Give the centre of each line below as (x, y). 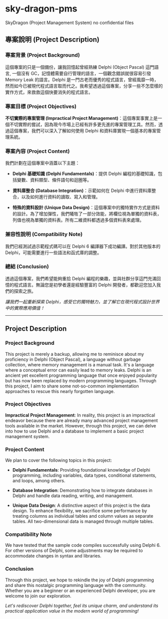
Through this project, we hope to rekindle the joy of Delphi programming (79, 580)
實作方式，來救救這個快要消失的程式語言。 (49, 92)
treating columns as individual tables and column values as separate (83, 516)
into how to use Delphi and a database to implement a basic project (74, 431)
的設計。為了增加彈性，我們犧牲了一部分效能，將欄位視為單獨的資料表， (87, 214)
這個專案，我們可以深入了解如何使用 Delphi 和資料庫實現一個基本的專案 (83, 130)
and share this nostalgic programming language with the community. (76, 585)
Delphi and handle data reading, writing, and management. (73, 496)
